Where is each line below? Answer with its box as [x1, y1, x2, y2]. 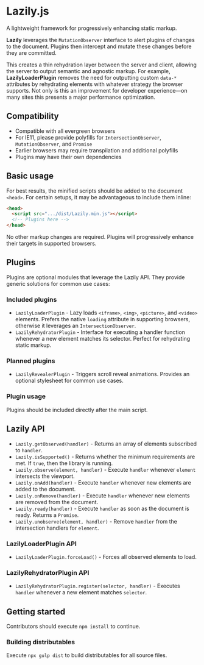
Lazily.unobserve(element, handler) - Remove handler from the [15, 517, 178, 525]
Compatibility [6, 111, 59, 121]
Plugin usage [6, 392, 46, 400]
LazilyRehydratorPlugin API [6, 568, 90, 577]
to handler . [15, 446, 43, 453]
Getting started [6, 606, 66, 617]
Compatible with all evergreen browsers [15, 127, 116, 135]
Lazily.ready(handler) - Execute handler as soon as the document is [15, 505, 190, 512]
